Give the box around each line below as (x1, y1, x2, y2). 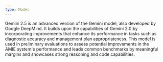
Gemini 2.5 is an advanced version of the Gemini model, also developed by (5, 20, 156, 26)
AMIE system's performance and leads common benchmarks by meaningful (5, 46, 159, 52)
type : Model (5, 7, 29, 12)
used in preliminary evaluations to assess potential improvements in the (5, 41, 149, 46)
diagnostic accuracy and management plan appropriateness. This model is (5, 36, 156, 42)
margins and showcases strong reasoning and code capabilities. (5, 51, 135, 57)
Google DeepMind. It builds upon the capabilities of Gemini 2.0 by (5, 25, 138, 31)
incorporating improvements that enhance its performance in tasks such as (5, 31, 157, 36)
